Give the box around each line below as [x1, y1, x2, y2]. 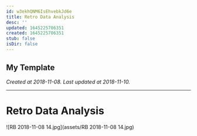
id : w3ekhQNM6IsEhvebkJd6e [6, 8, 72, 15]
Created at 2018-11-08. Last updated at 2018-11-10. [6, 78, 131, 85]
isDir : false [6, 41, 38, 47]
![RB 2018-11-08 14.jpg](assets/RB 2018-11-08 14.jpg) [6, 123, 134, 130]
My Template [6, 62, 55, 73]
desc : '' [6, 19, 28, 25]
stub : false [6, 36, 35, 41]
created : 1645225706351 [6, 30, 64, 36]
